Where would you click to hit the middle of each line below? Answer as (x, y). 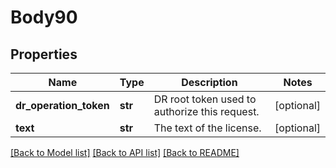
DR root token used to (205, 99)
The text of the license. (207, 128)
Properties (44, 54)
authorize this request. (206, 111)
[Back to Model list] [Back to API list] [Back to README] (125, 152)
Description (209, 82)
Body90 (44, 17)
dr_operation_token (62, 105)
